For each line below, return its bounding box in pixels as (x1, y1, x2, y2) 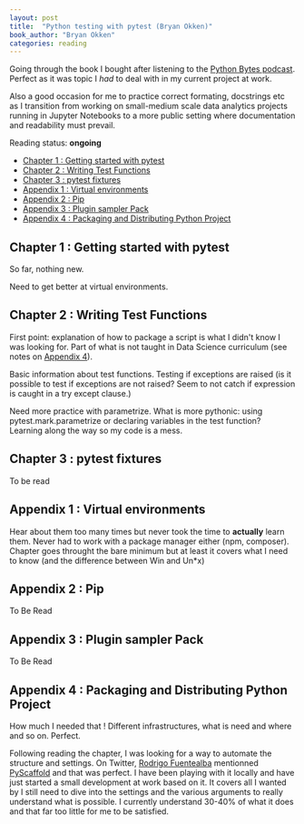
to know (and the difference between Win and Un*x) (9, 555, 205, 566)
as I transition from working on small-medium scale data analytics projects (9, 101, 289, 112)
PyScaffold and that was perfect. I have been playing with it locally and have (9, 767, 295, 778)
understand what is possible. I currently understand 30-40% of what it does (9, 796, 294, 807)
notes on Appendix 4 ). (9, 351, 93, 362)
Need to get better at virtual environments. (9, 281, 169, 292)
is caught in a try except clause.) (9, 387, 132, 398)
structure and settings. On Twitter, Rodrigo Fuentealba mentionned (9, 757, 259, 769)
